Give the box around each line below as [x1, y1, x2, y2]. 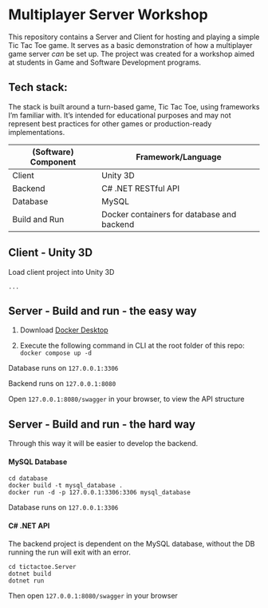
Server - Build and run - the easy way [8, 304, 197, 317]
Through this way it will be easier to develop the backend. [8, 439, 199, 448]
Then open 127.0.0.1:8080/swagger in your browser [8, 590, 178, 600]
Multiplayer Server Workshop [8, 6, 209, 24]
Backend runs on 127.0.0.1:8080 [8, 379, 116, 388]
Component [30, 156, 77, 167]
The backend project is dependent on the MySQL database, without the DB [8, 538, 255, 548]
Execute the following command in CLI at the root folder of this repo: [19, 341, 245, 351]
